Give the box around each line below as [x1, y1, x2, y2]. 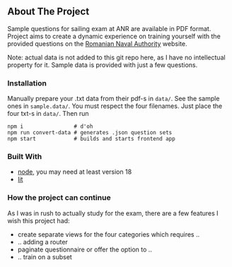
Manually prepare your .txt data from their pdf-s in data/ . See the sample [7, 95, 220, 103]
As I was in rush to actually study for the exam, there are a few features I [7, 208, 219, 218]
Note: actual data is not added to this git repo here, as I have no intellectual [7, 53, 226, 61]
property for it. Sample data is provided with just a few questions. [7, 60, 198, 69]
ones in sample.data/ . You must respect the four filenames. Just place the [7, 102, 223, 110]
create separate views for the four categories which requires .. [17, 230, 200, 239]
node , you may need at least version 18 [17, 167, 132, 176]
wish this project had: [7, 216, 70, 225]
